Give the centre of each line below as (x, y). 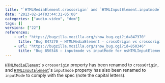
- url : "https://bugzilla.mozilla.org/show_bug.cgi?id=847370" (80, 37)
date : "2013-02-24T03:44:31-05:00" (41, 14)
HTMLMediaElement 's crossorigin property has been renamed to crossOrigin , (82, 65)
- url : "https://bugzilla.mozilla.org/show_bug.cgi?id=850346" (80, 46)
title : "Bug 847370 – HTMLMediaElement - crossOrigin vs (78, 42)
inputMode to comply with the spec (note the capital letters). (65, 75)
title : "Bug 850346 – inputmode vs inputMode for (70, 51)
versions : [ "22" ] (23, 28)
